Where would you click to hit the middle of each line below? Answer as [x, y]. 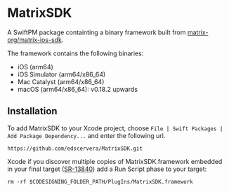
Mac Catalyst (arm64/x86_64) [61, 81]
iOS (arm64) [35, 67]
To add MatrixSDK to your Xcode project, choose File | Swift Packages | [115, 128]
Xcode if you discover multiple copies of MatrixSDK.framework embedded [115, 161]
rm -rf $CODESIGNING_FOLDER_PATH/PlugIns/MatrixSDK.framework [100, 181]
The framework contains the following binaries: [76, 53]
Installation [32, 111]
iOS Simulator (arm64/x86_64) [61, 74]
